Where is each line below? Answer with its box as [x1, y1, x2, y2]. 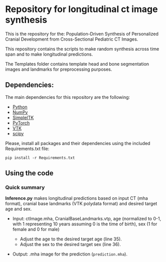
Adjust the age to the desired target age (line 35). [20, 236, 122, 242]
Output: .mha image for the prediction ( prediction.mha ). [12, 251, 128, 257]
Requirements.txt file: [5, 146, 50, 152]
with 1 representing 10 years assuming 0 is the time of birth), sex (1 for [12, 221, 157, 227]
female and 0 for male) [12, 226, 60, 232]
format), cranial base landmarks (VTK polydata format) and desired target [5, 201, 157, 207]
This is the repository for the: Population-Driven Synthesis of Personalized [5, 31, 159, 37]
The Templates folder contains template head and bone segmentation [5, 61, 149, 67]
